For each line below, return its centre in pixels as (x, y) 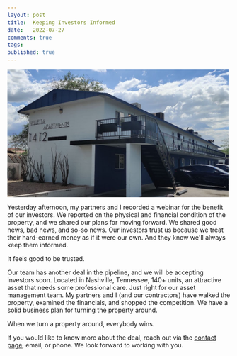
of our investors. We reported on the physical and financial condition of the (117, 215)
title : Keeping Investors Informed (61, 22)
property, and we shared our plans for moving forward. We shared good (112, 223)
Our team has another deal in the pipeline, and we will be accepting (105, 272)
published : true (31, 52)
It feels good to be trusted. (46, 259)
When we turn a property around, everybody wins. (81, 324)
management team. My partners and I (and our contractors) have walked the (119, 295)
